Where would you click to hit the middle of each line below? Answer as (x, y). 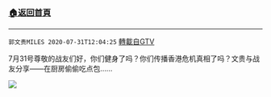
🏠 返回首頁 (30, 12)
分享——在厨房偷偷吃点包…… (64, 69)
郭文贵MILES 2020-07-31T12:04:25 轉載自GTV (81, 42)
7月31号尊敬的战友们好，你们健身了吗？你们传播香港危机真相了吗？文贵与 (131, 59)
